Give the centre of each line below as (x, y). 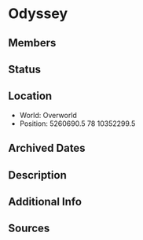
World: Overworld (48, 115)
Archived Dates (47, 148)
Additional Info (45, 201)
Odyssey (38, 14)
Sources (29, 229)
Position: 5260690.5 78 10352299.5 (77, 124)
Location (30, 96)
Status (25, 69)
